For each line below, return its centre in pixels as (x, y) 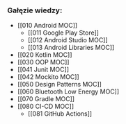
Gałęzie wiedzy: (35, 10)
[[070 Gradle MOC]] (46, 99)
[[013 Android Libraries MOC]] (71, 48)
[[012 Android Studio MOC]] (68, 40)
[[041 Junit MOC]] (43, 70)
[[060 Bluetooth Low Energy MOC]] (68, 91)
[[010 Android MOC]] (47, 26)
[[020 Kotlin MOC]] (45, 55)
